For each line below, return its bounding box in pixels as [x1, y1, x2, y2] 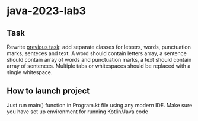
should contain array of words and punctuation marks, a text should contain [7, 56, 192, 63]
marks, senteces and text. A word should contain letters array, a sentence [7, 50, 187, 57]
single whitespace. [7, 69, 53, 75]
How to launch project [7, 86, 90, 96]
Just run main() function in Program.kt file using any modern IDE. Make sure [7, 101, 193, 109]
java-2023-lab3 [7, 4, 87, 18]
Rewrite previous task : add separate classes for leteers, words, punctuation [7, 43, 191, 50]
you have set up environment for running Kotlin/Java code [7, 108, 149, 115]
